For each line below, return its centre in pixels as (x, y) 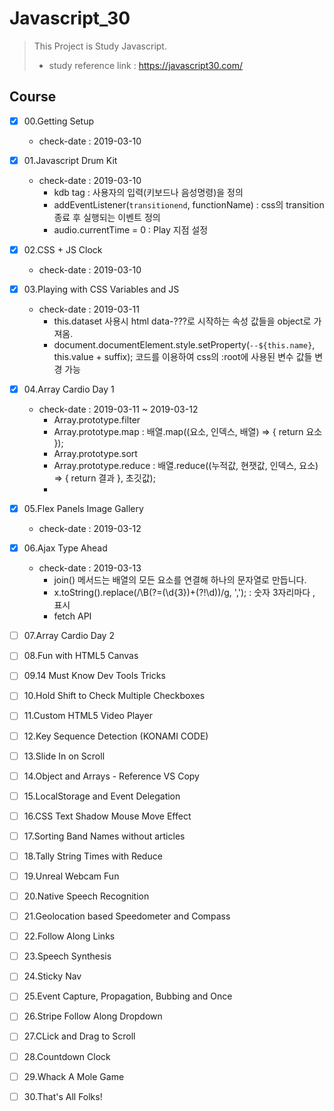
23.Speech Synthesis (67, 956)
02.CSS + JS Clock (63, 249)
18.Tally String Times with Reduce (93, 856)
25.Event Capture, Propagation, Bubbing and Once (128, 996)
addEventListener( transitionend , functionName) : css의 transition (189, 204)
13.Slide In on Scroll (64, 756)
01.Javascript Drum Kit (70, 160)
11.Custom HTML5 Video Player (88, 716)
